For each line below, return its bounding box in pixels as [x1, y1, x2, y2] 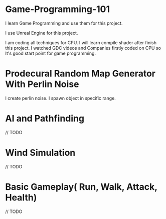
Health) [5, 192, 37, 203]
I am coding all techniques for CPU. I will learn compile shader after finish [5, 39, 157, 46]
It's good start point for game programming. [5, 50, 96, 56]
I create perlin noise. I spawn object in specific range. [5, 95, 116, 101]
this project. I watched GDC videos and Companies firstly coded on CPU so [5, 45, 161, 51]
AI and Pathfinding [5, 113, 84, 124]
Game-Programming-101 [5, 4, 110, 15]
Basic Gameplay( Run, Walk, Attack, [5, 181, 157, 192]
